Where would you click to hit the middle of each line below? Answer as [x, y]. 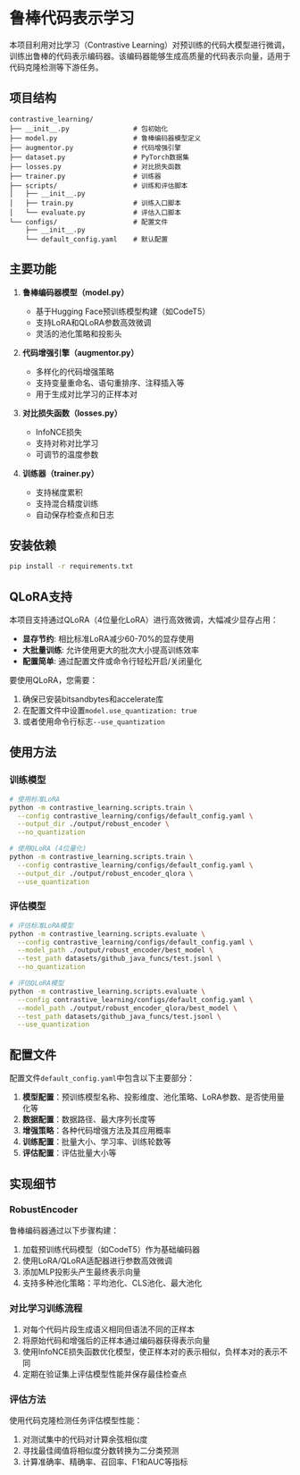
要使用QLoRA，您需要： [54, 680]
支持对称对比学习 [67, 442]
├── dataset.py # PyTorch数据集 [100, 157]
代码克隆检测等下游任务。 [56, 67]
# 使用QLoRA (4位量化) [48, 849]
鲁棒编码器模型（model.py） [75, 292]
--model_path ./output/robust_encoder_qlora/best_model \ [128, 1008]
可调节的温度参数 [67, 454]
